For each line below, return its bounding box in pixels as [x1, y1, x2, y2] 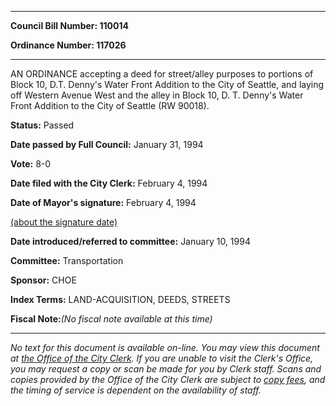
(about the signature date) [10, 216, 118, 228]
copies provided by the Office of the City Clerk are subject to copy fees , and [10, 374, 326, 385]
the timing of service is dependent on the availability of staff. [10, 384, 262, 396]
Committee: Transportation [10, 255, 124, 266]
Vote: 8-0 [10, 158, 52, 170]
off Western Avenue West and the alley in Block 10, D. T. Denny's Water [10, 89, 304, 101]
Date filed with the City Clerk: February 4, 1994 [10, 177, 208, 189]
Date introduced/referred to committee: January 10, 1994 [10, 236, 251, 247]
